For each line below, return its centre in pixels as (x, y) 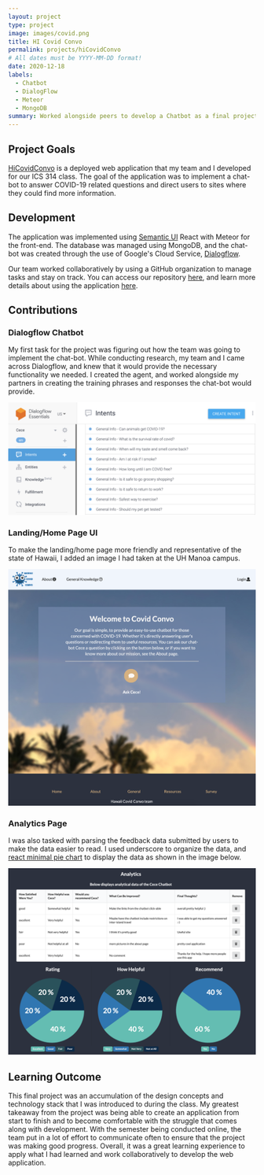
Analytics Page (38, 823)
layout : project (35, 17)
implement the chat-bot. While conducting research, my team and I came (126, 358)
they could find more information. (62, 193)
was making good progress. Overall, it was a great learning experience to (126, 1146)
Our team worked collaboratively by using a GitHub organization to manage (130, 268)
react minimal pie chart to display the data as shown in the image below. (125, 857)
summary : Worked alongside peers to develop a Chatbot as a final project (133, 116)
